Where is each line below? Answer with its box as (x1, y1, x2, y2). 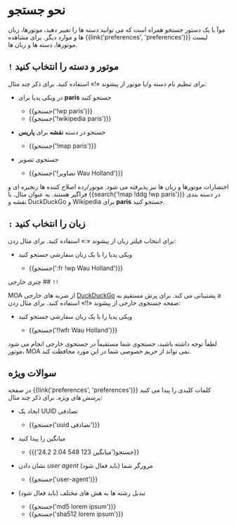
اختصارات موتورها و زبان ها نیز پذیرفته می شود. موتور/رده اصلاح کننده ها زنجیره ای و (8, 182, 229, 191)
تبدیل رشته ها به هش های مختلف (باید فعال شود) (18, 488, 146, 498)
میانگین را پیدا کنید (18, 434, 66, 443)
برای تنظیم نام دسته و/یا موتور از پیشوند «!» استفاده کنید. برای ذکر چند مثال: (8, 80, 207, 88)
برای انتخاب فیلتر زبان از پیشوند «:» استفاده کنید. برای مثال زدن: (8, 236, 176, 245)
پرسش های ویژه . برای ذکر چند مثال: (8, 393, 103, 402)
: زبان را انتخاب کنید (8, 217, 86, 230)
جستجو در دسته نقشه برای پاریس (18, 127, 106, 136)
